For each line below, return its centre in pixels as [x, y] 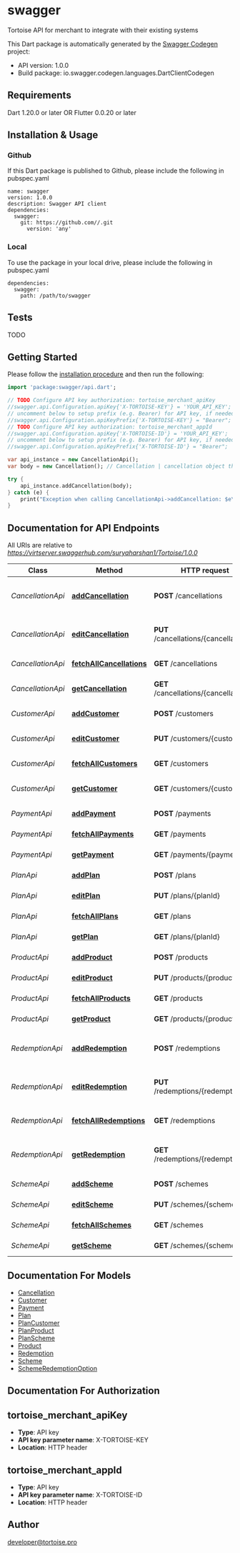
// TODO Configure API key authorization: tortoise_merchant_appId [110, 427]
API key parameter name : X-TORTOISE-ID [80, 1495]
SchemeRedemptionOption [57, 1368]
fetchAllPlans [95, 916]
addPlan [86, 875]
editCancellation [100, 634]
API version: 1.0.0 [43, 65]
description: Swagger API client [57, 204]
